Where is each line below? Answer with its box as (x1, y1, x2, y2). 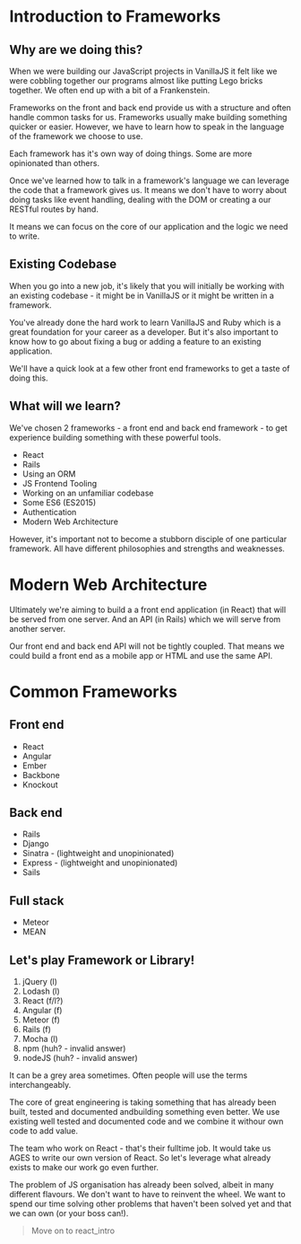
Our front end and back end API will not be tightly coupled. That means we (9, 640, 285, 652)
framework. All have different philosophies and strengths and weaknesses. (9, 543, 285, 554)
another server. (9, 623, 65, 634)
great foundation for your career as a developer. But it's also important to (9, 326, 279, 337)
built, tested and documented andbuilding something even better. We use (9, 1107, 280, 1117)
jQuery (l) (21, 977, 58, 986)
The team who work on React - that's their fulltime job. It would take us (9, 1143, 271, 1153)
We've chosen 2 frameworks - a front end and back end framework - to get (9, 422, 288, 433)
